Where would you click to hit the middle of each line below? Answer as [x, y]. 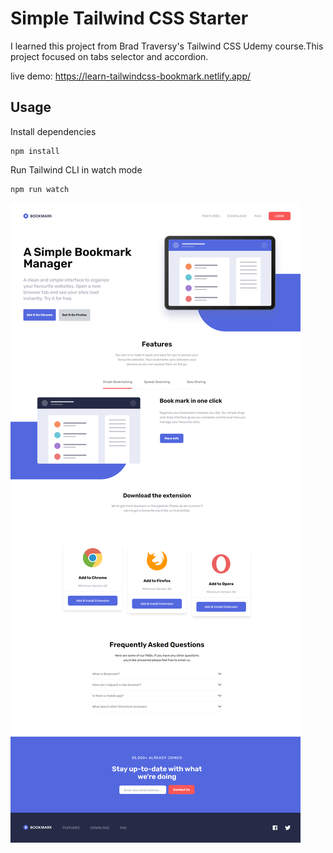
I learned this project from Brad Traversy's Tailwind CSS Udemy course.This [167, 46]
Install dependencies [53, 131]
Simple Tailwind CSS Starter [129, 18]
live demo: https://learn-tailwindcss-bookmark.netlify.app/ [131, 76]
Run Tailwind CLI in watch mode [76, 169]
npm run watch [40, 189]
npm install [35, 151]
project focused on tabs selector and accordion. [109, 56]
